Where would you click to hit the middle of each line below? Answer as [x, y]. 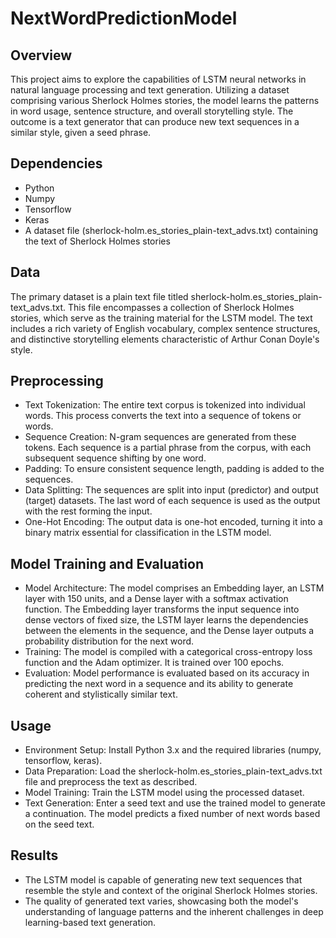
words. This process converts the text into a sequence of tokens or [163, 416]
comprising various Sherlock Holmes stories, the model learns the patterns [165, 100]
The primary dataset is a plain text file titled [99, 296]
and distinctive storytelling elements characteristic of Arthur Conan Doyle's [165, 339]
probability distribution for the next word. [109, 641]
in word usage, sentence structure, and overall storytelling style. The [152, 111]
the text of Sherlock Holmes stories [97, 241]
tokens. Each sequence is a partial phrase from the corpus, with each [168, 448]
